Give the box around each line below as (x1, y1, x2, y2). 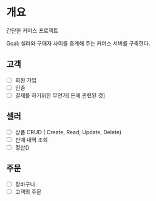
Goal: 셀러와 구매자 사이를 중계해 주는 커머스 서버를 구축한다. (6, 39, 151, 47)
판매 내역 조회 (15, 136, 48, 143)
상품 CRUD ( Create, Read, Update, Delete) (15, 128, 122, 135)
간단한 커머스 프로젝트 (6, 27, 59, 34)
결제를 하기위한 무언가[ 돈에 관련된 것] (15, 92, 105, 99)
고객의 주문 (15, 188, 42, 195)
